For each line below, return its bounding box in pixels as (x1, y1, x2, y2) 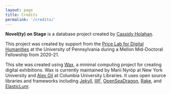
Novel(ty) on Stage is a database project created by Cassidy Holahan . (5, 31, 154, 37)
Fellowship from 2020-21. (5, 52, 59, 58)
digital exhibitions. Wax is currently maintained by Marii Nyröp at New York (5, 67, 163, 73)
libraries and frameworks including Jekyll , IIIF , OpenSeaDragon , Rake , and (5, 78, 162, 84)
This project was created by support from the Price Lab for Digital (5, 41, 144, 47)
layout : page (5, 7, 33, 13)
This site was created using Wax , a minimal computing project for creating (5, 62, 162, 68)
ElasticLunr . (5, 83, 30, 89)
